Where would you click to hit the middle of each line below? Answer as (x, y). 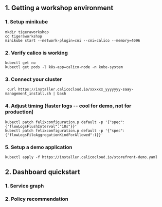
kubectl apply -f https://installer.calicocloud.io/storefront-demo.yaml (81, 157)
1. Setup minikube (27, 22)
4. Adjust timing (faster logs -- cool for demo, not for (68, 106)
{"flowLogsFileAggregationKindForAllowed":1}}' (54, 135)
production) (19, 112)
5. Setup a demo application (39, 147)
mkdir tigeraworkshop (27, 32)
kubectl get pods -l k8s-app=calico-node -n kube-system (64, 67)
